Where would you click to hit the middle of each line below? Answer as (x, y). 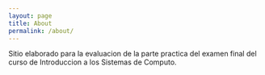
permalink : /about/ (41, 31)
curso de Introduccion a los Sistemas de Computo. (93, 62)
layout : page (30, 16)
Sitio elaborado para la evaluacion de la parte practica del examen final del (132, 54)
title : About (30, 23)
